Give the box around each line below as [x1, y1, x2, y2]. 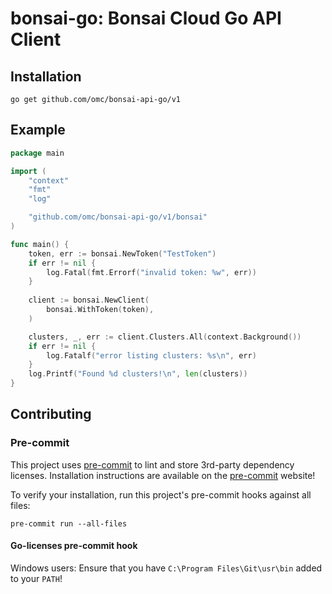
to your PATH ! [10, 572, 63, 584]
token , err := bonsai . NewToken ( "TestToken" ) [28, 248, 217, 259]
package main [10, 148, 65, 158]
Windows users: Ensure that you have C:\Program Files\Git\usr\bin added [10, 562, 323, 574]
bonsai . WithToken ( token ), [46, 305, 155, 315]
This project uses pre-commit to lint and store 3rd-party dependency [10, 458, 295, 471]
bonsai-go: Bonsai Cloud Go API [10, 7, 282, 30]
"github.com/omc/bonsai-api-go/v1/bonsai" [28, 212, 208, 222]
